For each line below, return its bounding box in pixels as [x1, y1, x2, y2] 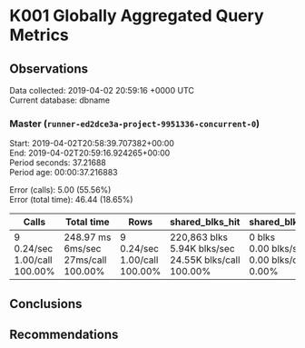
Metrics [9, 25, 70, 45]
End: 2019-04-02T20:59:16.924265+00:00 [9, 147, 171, 159]
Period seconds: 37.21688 [9, 157, 106, 168]
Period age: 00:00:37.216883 [9, 167, 118, 178]
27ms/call [63, 254, 107, 266]
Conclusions [9, 296, 83, 312]
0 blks [249, 231, 275, 244]
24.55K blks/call [169, 254, 241, 266]
